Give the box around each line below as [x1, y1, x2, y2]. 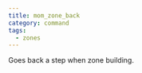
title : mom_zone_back [8, 11, 81, 20]
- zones [15, 33, 41, 42]
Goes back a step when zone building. [8, 56, 134, 65]
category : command [8, 19, 69, 27]
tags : [8, 26, 26, 34]
